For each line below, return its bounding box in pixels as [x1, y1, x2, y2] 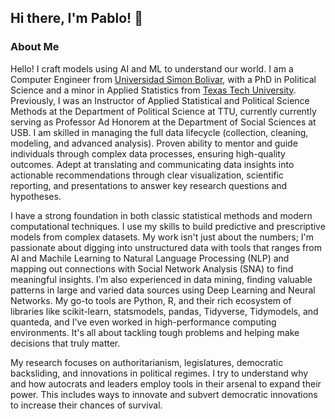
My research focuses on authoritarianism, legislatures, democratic [10, 356, 284, 368]
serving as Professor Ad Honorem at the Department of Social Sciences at [10, 116, 317, 128]
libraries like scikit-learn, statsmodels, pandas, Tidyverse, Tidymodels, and [10, 305, 319, 317]
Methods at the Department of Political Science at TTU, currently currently [10, 105, 317, 117]
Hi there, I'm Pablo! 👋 [10, 10, 143, 27]
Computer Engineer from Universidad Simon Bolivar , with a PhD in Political [10, 73, 317, 85]
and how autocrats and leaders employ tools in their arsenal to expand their [10, 377, 322, 390]
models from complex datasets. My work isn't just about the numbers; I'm [10, 231, 315, 243]
